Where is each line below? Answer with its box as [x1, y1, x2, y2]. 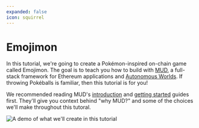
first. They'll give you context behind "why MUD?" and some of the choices [6, 97, 194, 105]
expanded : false [6, 8, 47, 15]
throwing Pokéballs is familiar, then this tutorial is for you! [6, 79, 148, 87]
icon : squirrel [6, 14, 45, 20]
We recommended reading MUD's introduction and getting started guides [6, 91, 189, 98]
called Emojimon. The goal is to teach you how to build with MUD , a [6, 67, 174, 74]
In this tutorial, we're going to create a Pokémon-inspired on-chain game [6, 60, 187, 67]
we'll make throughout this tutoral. [6, 103, 92, 111]
